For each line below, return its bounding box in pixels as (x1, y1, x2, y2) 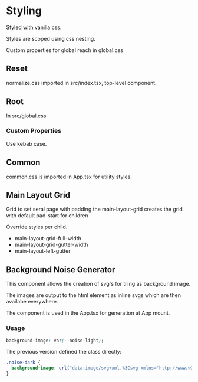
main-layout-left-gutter (14, 247, 71, 254)
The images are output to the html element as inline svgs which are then (6, 292, 181, 299)
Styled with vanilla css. (6, 24, 62, 31)
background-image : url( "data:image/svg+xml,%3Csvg (11, 365, 138, 371)
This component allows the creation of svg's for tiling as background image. (6, 280, 191, 288)
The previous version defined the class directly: (6, 348, 122, 355)
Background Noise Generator (6, 265, 115, 275)
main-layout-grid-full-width (14, 235, 81, 242)
